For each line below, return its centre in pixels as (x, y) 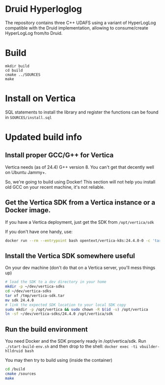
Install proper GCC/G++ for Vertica (59, 155)
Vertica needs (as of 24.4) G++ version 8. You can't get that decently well (80, 167)
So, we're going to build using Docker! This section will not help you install (80, 182)
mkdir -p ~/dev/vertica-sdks (35, 287)
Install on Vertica (41, 99)
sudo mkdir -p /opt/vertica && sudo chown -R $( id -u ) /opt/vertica (77, 309)
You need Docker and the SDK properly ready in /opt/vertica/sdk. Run (76, 341)
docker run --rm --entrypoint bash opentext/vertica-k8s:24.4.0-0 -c (78, 240)
